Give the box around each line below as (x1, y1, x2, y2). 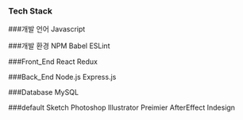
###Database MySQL (8, 88, 79, 97)
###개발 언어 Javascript (8, 24, 86, 34)
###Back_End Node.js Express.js (8, 73, 117, 82)
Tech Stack (8, 6, 53, 17)
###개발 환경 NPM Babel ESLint (8, 41, 110, 51)
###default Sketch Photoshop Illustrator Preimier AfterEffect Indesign (8, 103, 236, 112)
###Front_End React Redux (8, 57, 98, 66)
